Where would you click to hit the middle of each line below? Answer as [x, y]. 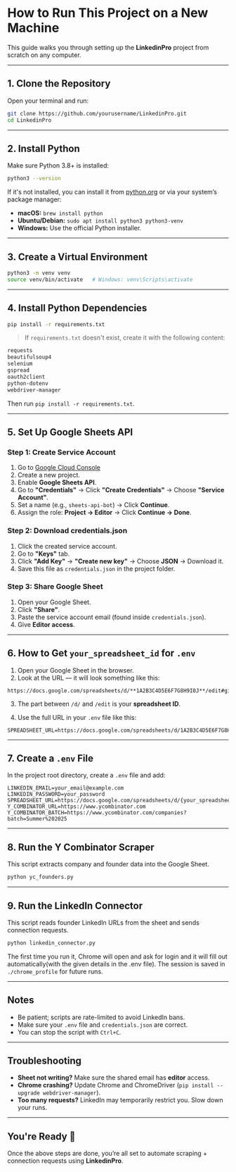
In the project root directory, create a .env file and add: [86, 775]
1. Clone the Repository [59, 83]
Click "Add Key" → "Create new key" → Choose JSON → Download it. [120, 561]
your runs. [32, 1108]
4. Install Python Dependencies [77, 308]
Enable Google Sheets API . [57, 482]
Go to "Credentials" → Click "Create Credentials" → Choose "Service [121, 490]
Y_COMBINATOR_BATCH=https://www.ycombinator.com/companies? [97, 813]
